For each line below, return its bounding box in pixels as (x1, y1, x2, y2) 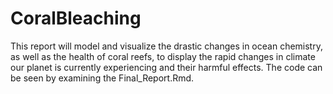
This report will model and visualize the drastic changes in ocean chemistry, (10, 40, 323, 52)
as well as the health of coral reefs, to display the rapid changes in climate (10, 50, 316, 62)
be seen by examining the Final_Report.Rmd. (10, 72, 195, 84)
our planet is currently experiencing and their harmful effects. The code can (10, 61, 323, 73)
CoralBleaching (10, 7, 142, 30)
